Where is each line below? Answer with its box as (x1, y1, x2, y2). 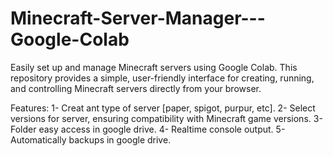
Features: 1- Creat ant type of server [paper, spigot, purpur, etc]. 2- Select (10, 102, 316, 114)
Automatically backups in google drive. (10, 133, 172, 146)
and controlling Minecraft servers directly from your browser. (10, 82, 262, 94)
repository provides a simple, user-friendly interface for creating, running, (10, 72, 315, 84)
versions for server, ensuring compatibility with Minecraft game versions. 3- (10, 112, 323, 124)
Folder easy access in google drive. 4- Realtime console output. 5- (10, 123, 286, 135)
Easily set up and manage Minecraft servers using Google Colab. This (10, 61, 298, 73)
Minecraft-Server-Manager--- (10, 7, 266, 30)
